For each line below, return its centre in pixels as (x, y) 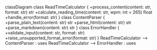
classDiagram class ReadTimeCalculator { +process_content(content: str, (78, 7)
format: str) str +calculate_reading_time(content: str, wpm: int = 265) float (79, 12)
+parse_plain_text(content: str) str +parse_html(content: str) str (68, 22)
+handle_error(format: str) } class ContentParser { (55, 17)
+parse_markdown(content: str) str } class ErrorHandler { (62, 28)
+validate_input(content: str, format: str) (45, 33)
